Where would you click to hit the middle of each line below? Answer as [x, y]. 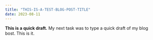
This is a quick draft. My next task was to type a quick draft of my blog [76, 28]
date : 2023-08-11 [23, 14]
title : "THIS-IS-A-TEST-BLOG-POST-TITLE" [48, 10]
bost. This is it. [20, 33]
